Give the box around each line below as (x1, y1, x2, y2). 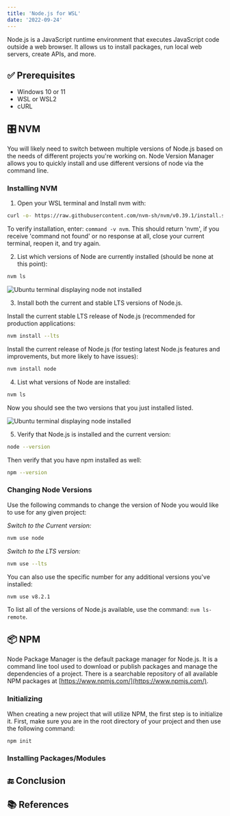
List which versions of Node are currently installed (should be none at (16, 253, 214, 261)
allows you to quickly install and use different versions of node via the (7, 159, 204, 168)
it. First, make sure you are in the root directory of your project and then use (7, 717, 221, 725)
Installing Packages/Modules (7, 754, 106, 763)
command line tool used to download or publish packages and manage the (7, 663, 218, 671)
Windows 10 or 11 (16, 88, 66, 96)
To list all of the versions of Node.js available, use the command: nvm (7, 606, 200, 614)
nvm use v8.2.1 (7, 593, 51, 600)
